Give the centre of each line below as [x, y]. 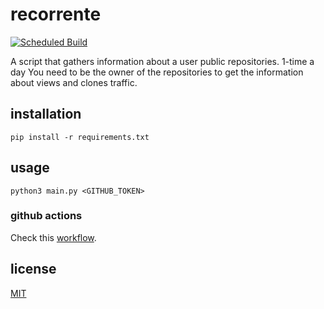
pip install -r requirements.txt [80, 137]
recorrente [56, 14]
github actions [46, 216]
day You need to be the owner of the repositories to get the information [157, 72]
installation [46, 114]
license [33, 269]
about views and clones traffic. [74, 82]
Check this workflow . [53, 237]
